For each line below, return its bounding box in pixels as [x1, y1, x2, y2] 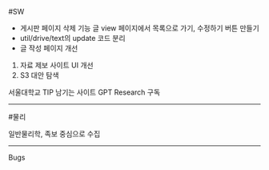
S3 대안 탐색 [19, 71, 59, 79]
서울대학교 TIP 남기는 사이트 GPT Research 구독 [8, 87, 161, 97]
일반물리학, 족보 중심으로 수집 [8, 129, 101, 139]
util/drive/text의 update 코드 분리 [19, 34, 126, 42]
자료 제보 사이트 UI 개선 [19, 60, 94, 70]
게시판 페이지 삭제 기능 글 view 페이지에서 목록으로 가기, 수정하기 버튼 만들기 [19, 23, 260, 33]
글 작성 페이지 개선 [19, 43, 78, 53]
